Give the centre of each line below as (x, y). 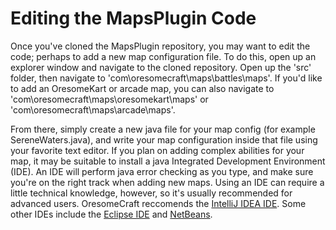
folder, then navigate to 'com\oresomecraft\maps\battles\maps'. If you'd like (166, 78)
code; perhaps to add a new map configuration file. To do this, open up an (163, 56)
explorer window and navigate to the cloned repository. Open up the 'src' (161, 67)
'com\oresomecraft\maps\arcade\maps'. (93, 109)
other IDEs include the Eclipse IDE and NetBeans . (111, 214)
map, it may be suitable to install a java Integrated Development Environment (168, 161)
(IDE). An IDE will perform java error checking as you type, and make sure (162, 171)
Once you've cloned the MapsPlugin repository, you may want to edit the (160, 46)
